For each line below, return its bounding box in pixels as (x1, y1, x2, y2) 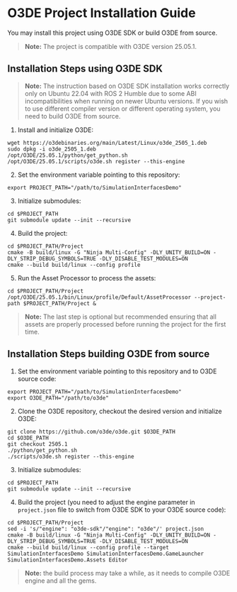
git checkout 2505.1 (7, 440, 69, 448)
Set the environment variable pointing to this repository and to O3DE (17, 367, 217, 376)
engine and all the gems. (24, 576, 97, 585)
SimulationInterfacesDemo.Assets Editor (7, 556, 129, 564)
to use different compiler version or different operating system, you (24, 104, 221, 113)
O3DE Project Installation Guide (7, 5, 196, 21)
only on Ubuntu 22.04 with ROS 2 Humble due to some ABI (24, 89, 197, 97)
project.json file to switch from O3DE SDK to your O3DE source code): (17, 505, 226, 514)
